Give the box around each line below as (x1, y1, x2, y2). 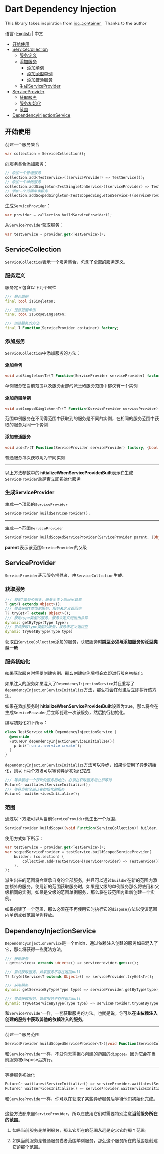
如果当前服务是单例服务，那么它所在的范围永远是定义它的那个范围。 (12, 1127, 149, 1133)
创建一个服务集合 (5, 141, 40, 147)
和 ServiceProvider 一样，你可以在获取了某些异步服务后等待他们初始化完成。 (5, 1096, 158, 1102)
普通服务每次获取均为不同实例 (5, 455, 65, 460)
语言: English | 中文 (5, 30, 43, 36)
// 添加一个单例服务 (5, 180, 41, 185)
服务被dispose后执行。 (9, 1057, 55, 1062)
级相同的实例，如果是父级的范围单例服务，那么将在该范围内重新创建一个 (5, 890, 150, 895)
